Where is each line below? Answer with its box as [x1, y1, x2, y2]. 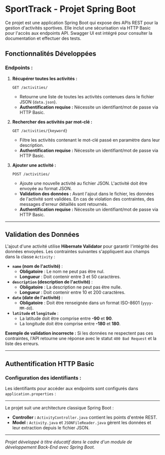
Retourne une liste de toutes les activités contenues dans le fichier [19, 93, 155, 99]
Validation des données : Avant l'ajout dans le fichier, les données [19, 191, 154, 197]
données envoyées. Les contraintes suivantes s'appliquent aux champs [5, 249, 150, 255]
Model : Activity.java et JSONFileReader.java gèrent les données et [12, 420, 151, 426]
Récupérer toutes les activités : [12, 75, 78, 82]
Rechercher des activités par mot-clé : [12, 119, 92, 125]
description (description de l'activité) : [12, 279, 93, 285]
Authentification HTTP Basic [5, 360, 95, 368]
